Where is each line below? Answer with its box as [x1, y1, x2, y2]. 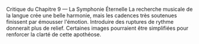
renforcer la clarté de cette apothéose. [6, 31, 102, 38]
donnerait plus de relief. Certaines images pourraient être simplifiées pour [6, 24, 189, 32]
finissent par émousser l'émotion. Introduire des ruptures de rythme [6, 18, 174, 25]
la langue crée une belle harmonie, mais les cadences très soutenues [6, 12, 177, 19]
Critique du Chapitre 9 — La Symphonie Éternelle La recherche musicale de [6, 6, 193, 12]
